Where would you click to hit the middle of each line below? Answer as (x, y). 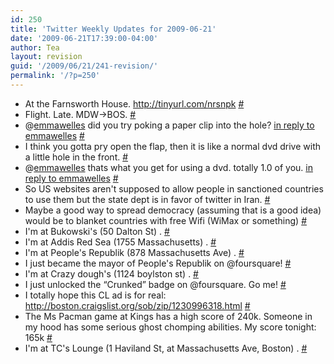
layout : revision (46, 57)
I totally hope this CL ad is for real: (95, 295)
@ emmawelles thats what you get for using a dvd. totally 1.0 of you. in (168, 167)
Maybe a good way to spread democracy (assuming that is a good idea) (173, 210)
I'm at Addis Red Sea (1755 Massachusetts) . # (120, 242)
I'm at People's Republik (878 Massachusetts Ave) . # (134, 252)
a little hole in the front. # (76, 157)
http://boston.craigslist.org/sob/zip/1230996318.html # (137, 305)
